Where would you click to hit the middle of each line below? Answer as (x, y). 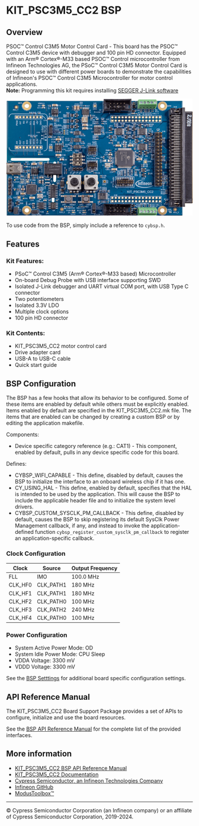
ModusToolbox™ (34, 793)
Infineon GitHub (34, 787)
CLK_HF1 (20, 593)
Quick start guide (36, 365)
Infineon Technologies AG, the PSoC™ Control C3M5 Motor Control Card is (97, 65)
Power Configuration (37, 635)
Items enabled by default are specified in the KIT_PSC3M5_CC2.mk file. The (99, 411)
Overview (25, 32)
